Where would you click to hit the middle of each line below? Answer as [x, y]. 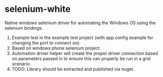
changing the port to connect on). [46, 42]
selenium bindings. [24, 28]
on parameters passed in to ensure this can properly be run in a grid [81, 58]
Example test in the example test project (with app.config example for [82, 38]
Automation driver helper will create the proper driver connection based [85, 53]
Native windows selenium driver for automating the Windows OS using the [80, 23]
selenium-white [38, 9]
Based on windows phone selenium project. [56, 48]
